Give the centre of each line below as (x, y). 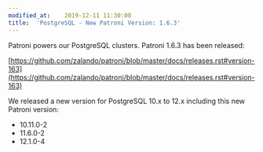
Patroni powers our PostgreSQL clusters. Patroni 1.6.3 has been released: (126, 45)
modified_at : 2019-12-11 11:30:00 (70, 15)
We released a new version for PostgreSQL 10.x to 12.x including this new (127, 101)
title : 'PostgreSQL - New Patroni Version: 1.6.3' (94, 23)
